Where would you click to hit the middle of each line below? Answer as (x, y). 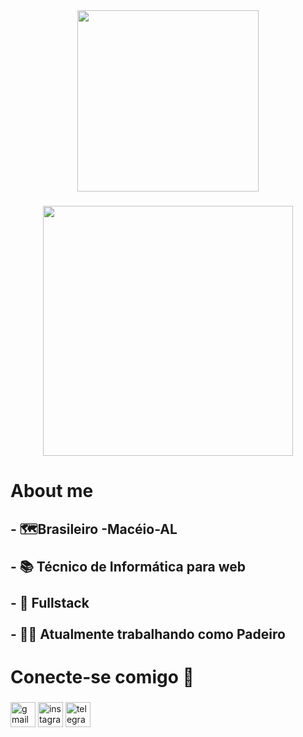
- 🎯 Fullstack (50, 602)
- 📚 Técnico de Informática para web (128, 566)
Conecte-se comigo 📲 (102, 676)
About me (52, 491)
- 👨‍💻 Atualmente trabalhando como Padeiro (148, 634)
